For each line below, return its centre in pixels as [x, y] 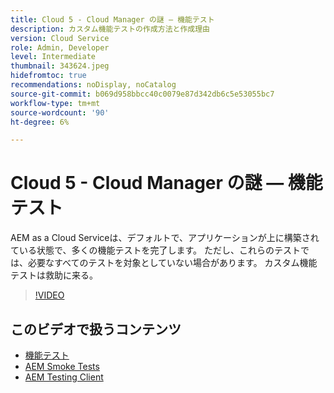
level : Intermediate [53, 57]
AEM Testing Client [64, 377]
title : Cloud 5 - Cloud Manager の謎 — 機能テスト [112, 19]
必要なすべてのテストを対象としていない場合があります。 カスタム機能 [172, 263]
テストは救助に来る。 [54, 275]
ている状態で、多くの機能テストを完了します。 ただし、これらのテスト [155, 250]
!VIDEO [49, 295]
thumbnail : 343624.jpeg [60, 66]
